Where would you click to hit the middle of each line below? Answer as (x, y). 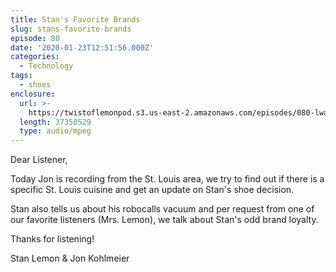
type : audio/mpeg (55, 131)
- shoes (35, 85)
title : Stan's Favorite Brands (75, 19)
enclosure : (33, 94)
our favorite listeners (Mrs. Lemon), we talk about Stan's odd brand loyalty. (164, 220)
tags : (21, 76)
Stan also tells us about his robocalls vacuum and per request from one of (162, 209)
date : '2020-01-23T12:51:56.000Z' (82, 47)
